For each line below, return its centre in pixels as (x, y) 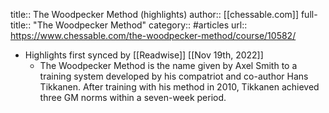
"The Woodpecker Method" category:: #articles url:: (140, 25)
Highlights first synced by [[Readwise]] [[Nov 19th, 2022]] (144, 55)
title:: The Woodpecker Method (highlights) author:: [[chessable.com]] (155, 14)
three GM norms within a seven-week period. (133, 97)
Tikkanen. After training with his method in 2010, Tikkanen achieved (179, 87)
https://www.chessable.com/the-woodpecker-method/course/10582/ (153, 35)
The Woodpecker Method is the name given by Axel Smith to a (168, 65)
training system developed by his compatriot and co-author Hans (174, 76)
